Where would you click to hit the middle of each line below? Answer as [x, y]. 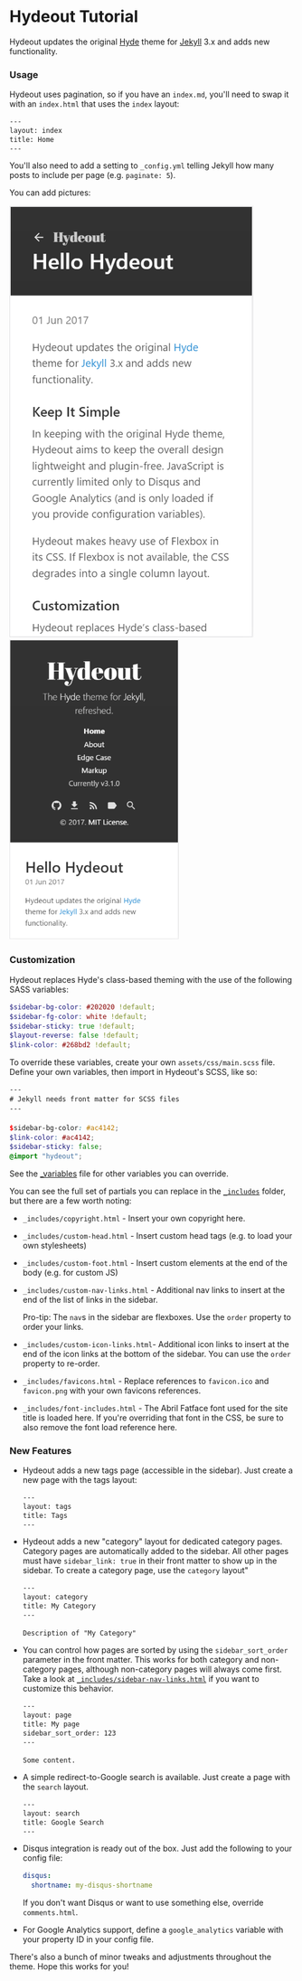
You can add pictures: [50, 193]
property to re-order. [61, 1363]
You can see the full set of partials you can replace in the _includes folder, [148, 1192]
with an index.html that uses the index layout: [94, 104]
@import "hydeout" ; [46, 1156]
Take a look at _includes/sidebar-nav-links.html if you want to [141, 1679]
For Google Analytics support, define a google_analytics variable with [153, 1930]
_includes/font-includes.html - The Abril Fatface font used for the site [155, 1409]
